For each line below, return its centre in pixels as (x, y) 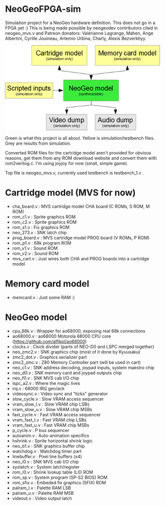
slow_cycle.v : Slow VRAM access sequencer (58, 399)
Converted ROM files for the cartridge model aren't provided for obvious (78, 153)
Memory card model (47, 284)
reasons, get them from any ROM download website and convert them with (81, 158)
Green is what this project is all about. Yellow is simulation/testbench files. (80, 138)
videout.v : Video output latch (42, 498)
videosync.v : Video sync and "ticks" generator (60, 394)
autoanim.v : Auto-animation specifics (51, 435)
